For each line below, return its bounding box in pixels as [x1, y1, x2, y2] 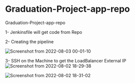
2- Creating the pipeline [5, 38, 54, 45]
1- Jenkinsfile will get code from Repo [5, 29, 82, 35]
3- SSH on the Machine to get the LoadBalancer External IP [5, 57, 127, 63]
